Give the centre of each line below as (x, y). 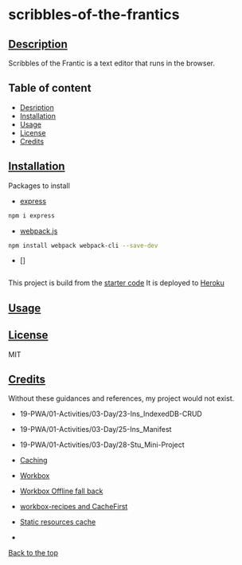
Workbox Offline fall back (61, 491)
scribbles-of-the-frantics (94, 15)
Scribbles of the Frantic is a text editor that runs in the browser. (111, 63)
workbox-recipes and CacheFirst (74, 507)
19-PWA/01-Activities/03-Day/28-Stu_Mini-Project (102, 445)
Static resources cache (58, 522)
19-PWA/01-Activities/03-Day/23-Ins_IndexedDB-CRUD (111, 414)
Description (38, 44)
